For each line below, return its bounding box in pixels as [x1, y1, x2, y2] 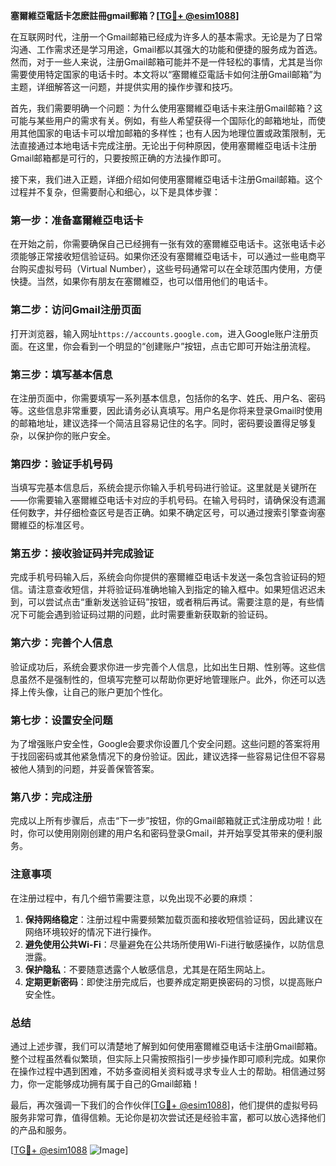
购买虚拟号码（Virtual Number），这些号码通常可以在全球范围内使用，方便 [18, 263, 323, 275]
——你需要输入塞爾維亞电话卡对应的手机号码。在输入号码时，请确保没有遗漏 [10, 494, 326, 506]
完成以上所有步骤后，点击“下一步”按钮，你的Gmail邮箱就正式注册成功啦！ [10, 815, 313, 827]
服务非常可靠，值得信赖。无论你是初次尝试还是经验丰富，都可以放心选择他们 [10, 1111, 326, 1123]
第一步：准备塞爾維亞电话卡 [10, 213, 144, 227]
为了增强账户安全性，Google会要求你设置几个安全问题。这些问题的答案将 [10, 738, 312, 750]
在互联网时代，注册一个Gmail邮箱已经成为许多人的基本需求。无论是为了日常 [10, 31, 323, 43]
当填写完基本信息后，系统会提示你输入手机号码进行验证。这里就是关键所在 [10, 482, 317, 494]
